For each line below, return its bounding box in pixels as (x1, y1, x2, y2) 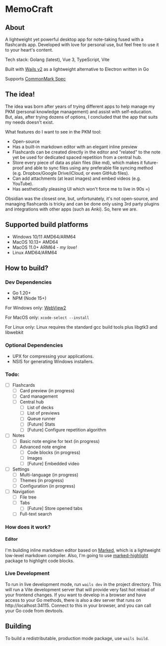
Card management (19, 393, 58, 399)
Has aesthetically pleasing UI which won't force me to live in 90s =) (12, 186, 150, 192)
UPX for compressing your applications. (12, 353, 94, 359)
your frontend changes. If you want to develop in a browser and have (5, 592, 146, 598)
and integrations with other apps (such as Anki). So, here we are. (5, 206, 138, 212)
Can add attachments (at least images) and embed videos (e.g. (12, 175, 141, 181)
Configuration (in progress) (19, 483, 75, 489)
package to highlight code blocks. (5, 558, 74, 564)
